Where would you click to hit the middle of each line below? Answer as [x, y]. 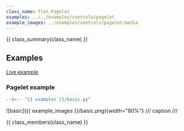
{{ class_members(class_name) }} [47, 122]
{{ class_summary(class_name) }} [47, 40]
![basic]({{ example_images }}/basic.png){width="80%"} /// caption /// [92, 111]
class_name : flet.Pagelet [38, 12]
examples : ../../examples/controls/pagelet [60, 17]
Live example [22, 72]
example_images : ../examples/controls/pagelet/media [72, 22]
